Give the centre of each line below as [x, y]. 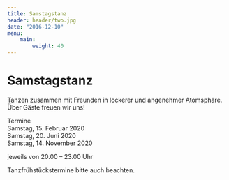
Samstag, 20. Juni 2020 [42, 135]
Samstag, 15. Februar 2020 [46, 128]
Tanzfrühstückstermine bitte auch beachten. [71, 170]
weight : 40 [48, 46]
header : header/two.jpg [42, 20]
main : [28, 40]
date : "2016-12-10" [36, 27]
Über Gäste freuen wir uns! [46, 107]
